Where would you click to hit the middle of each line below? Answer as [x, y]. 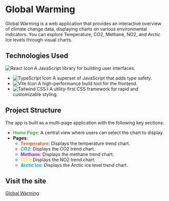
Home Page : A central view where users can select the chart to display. [88, 132]
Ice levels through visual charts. [39, 40]
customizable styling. [35, 94]
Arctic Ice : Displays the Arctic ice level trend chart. [74, 165]
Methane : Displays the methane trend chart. [67, 154]
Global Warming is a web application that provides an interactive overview [83, 23]
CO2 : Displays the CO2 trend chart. [58, 148]
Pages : [20, 138]
